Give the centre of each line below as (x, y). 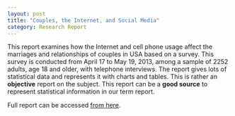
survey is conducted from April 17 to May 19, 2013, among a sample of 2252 (118, 62)
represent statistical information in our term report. (81, 91)
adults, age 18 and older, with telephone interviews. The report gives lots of (117, 69)
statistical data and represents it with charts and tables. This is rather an (113, 77)
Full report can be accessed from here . (64, 105)
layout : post (27, 14)
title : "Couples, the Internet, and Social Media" (84, 20)
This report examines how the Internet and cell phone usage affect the (110, 47)
